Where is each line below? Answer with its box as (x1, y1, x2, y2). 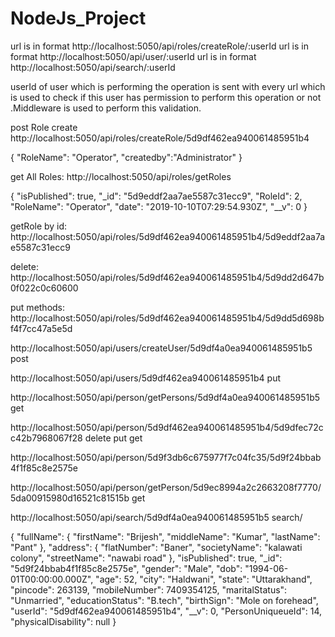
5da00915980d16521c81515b (10, 492, 130, 504)
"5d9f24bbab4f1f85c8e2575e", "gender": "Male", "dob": (10, 562, 243, 574)
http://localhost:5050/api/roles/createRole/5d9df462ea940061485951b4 (10, 132, 310, 144)
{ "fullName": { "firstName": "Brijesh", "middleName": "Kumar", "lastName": (10, 530, 321, 542)
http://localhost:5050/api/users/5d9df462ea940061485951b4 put (10, 372, 282, 384)
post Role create (10, 121, 78, 133)
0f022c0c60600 (10, 282, 79, 294)
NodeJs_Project (10, 7, 147, 30)
